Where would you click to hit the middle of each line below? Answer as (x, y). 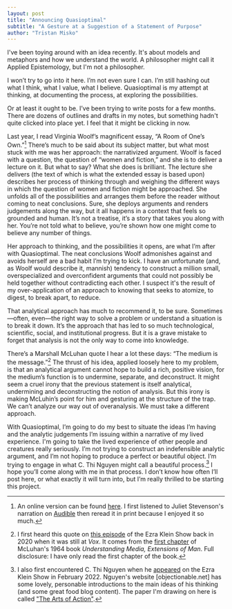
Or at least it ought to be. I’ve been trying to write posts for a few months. (112, 108)
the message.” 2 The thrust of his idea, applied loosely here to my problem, (113, 361)
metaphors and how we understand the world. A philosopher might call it (111, 60)
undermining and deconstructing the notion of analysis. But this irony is (109, 391)
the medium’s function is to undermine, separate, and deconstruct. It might (113, 377)
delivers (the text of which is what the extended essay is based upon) (106, 174)
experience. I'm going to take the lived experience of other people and (107, 441)
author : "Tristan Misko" (43, 33)
